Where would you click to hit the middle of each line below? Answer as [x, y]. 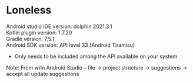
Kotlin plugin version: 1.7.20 [39, 32]
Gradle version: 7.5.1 [30, 39]
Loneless [29, 10]
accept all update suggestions [43, 74]
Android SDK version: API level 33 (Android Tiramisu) [71, 45]
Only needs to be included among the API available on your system [96, 56]
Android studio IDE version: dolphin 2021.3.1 [59, 26]
